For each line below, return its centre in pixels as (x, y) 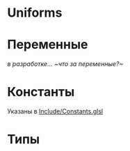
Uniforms (35, 13)
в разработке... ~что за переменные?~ (65, 64)
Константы (41, 92)
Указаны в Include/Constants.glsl (55, 111)
